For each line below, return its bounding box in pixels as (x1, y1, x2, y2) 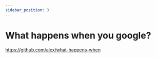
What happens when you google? (5, 29, 151, 41)
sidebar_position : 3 (5, 7, 50, 13)
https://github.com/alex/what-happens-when (5, 47, 101, 53)
